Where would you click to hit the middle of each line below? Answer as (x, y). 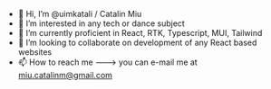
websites (35, 52)
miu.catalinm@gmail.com (65, 75)
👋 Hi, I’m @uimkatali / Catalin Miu (80, 14)
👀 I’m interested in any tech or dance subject (102, 23)
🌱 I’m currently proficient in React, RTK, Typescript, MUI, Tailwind (140, 33)
